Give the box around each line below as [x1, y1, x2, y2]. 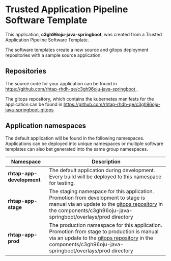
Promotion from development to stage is [49, 194, 145, 201]
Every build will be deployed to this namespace [49, 173, 162, 180]
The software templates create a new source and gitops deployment [5, 46, 149, 53]
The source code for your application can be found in [5, 80, 117, 86]
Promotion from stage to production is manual [49, 228, 159, 235]
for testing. [49, 179, 75, 186]
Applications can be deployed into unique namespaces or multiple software [5, 140, 164, 147]
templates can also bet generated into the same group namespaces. [5, 146, 149, 152]
